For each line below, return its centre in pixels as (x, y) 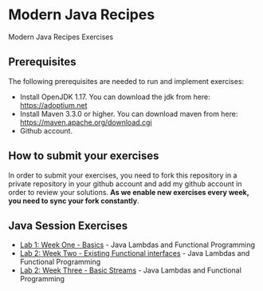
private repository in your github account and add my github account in (125, 183)
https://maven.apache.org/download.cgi (86, 122)
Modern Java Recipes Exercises (61, 37)
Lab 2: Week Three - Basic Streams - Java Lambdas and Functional (130, 270)
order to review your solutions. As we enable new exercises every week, (129, 192)
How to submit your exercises (84, 156)
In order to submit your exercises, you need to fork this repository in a (123, 175)
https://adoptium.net (53, 105)
